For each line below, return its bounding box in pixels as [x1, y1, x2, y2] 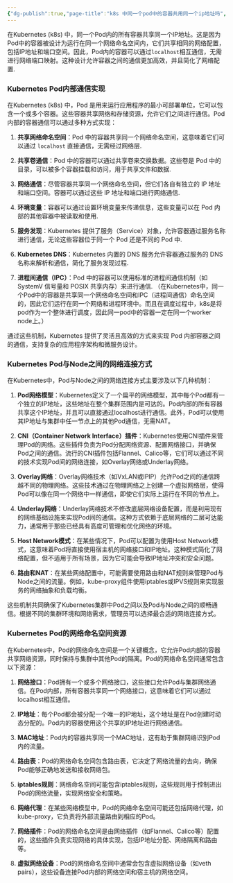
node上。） [17, 316, 48, 325]
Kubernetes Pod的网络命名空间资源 [7, 628, 127, 638]
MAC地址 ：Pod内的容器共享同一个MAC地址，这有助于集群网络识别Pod [17, 733, 221, 741]
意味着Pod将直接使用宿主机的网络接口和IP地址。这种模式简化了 [35, 545, 217, 554]
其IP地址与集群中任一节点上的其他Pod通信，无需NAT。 [17, 417, 175, 425]
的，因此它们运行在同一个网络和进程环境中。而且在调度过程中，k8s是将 [17, 299, 223, 307]
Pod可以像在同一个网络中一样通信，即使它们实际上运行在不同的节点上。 [17, 490, 223, 498]
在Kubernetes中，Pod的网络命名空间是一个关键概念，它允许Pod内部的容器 [7, 646, 221, 654]
